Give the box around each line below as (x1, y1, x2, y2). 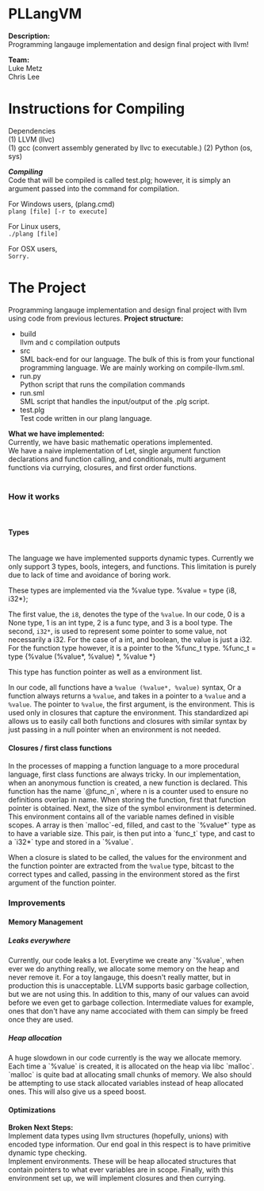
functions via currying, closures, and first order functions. (8, 462, 197, 472)
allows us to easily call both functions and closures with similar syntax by (8, 717, 247, 726)
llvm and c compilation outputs (19, 337, 121, 347)
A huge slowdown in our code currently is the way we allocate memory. (8, 1053, 242, 1062)
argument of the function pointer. (8, 878, 117, 887)
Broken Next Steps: (8, 1123, 74, 1132)
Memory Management (8, 917, 83, 927)
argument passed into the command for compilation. (8, 184, 180, 193)
